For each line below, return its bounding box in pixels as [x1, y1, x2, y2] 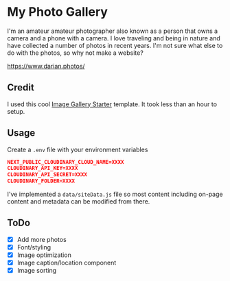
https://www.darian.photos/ [7, 62, 85, 70]
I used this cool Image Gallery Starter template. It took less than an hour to [7, 100, 218, 108]
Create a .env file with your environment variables [7, 145, 148, 154]
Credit [7, 82, 34, 93]
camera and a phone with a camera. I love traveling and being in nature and [7, 34, 221, 42]
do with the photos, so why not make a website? [7, 49, 144, 57]
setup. [7, 107, 25, 115]
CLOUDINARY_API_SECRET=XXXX [7, 171, 88, 178]
